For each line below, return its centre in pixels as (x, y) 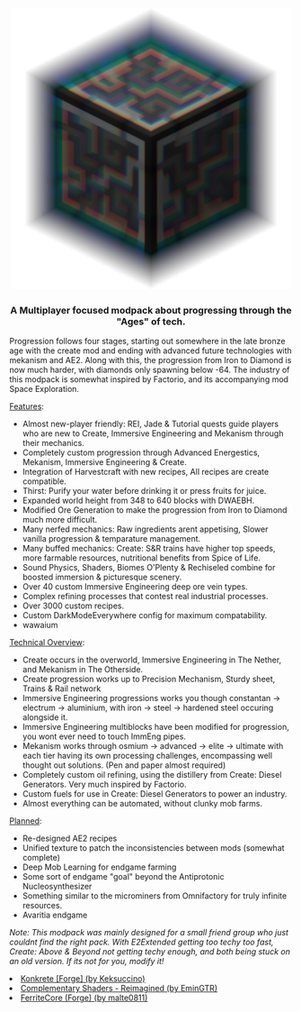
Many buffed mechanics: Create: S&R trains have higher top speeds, (149, 549)
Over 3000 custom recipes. (73, 606)
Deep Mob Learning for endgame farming (99, 867)
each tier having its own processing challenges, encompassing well (147, 756)
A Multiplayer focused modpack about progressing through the (151, 310)
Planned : (26, 821)
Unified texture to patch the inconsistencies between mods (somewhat (153, 848)
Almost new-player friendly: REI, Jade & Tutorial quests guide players (150, 424)
